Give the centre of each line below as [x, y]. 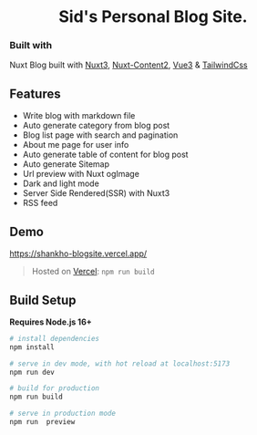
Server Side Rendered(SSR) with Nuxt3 [96, 193]
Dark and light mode [61, 183]
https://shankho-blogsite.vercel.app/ [78, 254]
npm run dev [32, 372]
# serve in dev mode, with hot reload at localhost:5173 [120, 363]
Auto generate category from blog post [96, 126]
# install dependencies [55, 338]
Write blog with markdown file [79, 116]
